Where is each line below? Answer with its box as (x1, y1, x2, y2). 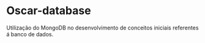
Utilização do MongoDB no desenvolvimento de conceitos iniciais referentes (6, 24, 199, 31)
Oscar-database (6, 4, 91, 18)
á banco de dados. (6, 30, 54, 37)
